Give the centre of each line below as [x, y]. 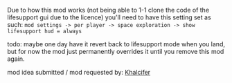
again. [16, 59]
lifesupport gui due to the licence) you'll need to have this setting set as [109, 17]
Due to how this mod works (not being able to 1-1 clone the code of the [108, 10]
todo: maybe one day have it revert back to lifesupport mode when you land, [116, 44]
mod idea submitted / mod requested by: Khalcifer [79, 72]
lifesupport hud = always [44, 31]
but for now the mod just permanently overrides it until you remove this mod [116, 52]
